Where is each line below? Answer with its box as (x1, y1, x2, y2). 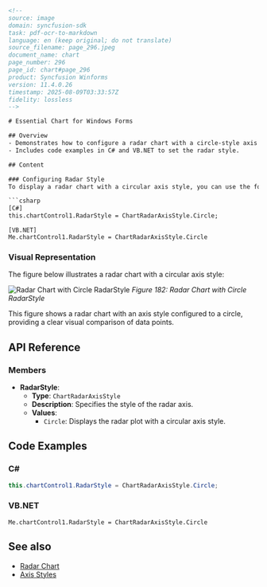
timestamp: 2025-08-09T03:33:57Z (8, 88, 119, 96)
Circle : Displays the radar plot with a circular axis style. (43, 416, 226, 425)
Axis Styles (19, 569, 57, 579)
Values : (31, 408, 58, 417)
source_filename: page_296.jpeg (8, 44, 115, 52)
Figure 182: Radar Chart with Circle (131, 285, 247, 295)
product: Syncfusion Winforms (8, 73, 109, 81)
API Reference (8, 340, 81, 354)
